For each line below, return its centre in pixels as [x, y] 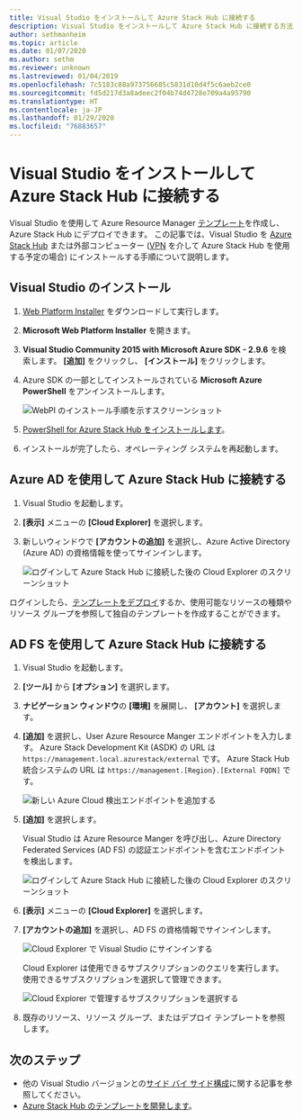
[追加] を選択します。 [62, 819]
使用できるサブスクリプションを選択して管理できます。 [124, 979]
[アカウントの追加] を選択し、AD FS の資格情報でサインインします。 [149, 930]
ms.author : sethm [42, 59]
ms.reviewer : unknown [50, 68]
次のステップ [45, 1060]
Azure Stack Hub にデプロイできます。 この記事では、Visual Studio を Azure [151, 234]
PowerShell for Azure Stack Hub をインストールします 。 [126, 429]
